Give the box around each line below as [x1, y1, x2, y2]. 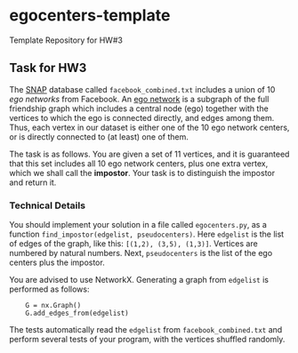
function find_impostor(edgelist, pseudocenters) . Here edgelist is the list [9, 229, 285, 240]
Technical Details [9, 199, 86, 212]
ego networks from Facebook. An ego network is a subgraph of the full [9, 93, 270, 104]
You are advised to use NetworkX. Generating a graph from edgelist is [9, 275, 270, 285]
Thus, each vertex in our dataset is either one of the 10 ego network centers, [9, 122, 290, 132]
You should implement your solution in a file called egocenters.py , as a [9, 220, 267, 230]
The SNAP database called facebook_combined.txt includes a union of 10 [9, 84, 276, 94]
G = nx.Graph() [25, 301, 82, 310]
